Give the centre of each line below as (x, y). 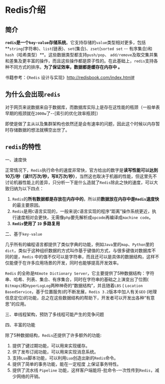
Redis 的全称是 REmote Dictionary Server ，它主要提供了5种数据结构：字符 (80, 273)
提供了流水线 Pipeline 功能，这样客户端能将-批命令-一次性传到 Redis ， (83, 370)
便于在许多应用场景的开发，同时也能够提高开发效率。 (67, 263)
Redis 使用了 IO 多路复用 (36, 223)
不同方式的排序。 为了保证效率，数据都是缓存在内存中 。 (66, 67)
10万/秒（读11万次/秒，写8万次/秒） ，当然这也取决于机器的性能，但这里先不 (81, 176)
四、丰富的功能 (20, 325)
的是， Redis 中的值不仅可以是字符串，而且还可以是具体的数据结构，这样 (82, 256)
